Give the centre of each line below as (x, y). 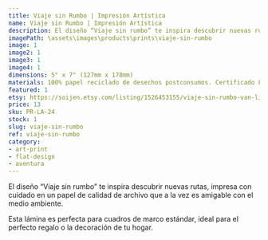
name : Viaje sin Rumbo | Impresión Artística (85, 23)
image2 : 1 (25, 53)
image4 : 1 (25, 68)
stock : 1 (23, 120)
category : (25, 142)
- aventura (26, 164)
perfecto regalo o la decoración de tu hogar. (81, 227)
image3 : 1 (25, 61)
